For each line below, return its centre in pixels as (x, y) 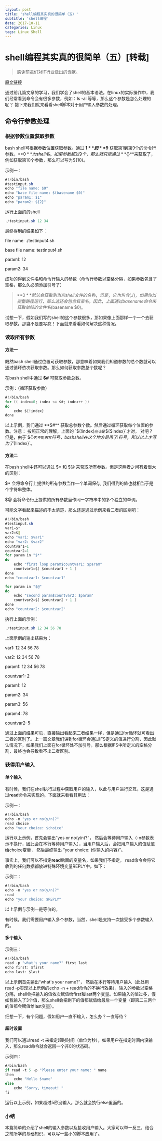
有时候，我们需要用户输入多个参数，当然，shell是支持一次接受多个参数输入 (79, 919)
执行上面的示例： (22, 619)
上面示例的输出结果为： (28, 638)
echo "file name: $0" (27, 189)
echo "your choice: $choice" (34, 828)
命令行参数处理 (27, 121)
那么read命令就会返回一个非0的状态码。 (53, 1046)
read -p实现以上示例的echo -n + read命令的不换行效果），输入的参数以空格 (79, 988)
